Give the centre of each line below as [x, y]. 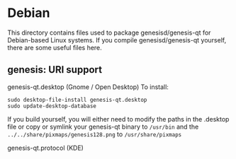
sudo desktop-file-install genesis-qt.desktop [77, 100]
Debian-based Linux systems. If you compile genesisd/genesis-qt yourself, [117, 40]
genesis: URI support [55, 70]
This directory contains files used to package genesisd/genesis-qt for [109, 33]
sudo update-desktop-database [52, 106]
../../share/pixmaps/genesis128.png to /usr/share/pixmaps [95, 134]
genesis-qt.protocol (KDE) [45, 148]
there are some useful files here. [55, 47]
